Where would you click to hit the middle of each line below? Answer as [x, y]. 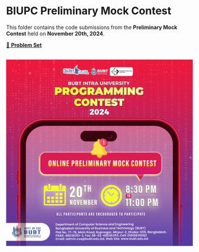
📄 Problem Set [24, 45]
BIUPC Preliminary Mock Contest [89, 11]
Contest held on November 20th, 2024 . [55, 33]
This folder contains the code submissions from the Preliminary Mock [92, 27]
